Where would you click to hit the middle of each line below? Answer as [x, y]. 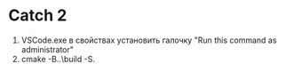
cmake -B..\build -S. [58, 59]
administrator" [48, 49]
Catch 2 [38, 16]
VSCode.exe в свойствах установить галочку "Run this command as [149, 40]
